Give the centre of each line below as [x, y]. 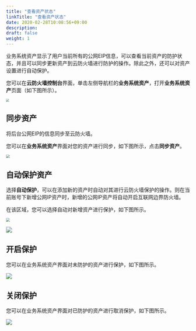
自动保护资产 [29, 175]
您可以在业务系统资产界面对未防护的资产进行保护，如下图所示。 [83, 264]
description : [22, 28]
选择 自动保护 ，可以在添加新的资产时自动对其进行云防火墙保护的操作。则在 [95, 190]
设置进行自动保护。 [29, 70]
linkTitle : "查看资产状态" [36, 17]
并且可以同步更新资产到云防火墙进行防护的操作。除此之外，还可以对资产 [103, 63]
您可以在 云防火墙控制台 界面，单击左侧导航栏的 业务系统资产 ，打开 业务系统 [95, 83]
